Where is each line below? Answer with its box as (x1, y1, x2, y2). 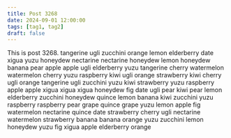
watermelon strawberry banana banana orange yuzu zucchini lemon (7, 116, 204, 124)
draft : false (7, 29, 45, 37)
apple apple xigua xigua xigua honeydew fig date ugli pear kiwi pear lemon (7, 86, 223, 94)
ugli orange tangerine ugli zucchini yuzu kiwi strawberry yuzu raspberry (7, 78, 215, 87)
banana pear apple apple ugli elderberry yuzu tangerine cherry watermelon (7, 63, 225, 72)
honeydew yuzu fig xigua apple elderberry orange (7, 123, 151, 131)
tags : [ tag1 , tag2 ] (7, 23, 64, 30)
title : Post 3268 (7, 10, 58, 17)
